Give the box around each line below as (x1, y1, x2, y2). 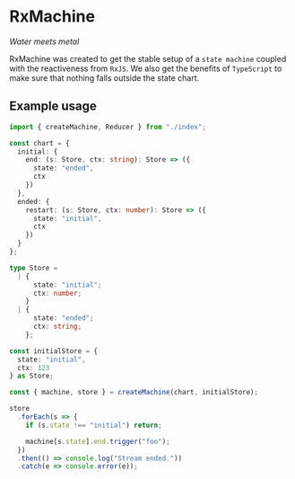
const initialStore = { (9, 346, 99, 356)
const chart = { (9, 138, 70, 147)
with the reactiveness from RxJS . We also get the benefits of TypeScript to (9, 63, 282, 74)
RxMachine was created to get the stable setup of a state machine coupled (9, 53, 287, 64)
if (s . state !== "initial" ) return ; (25, 421, 163, 430)
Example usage (9, 99, 97, 114)
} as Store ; (9, 371, 54, 381)
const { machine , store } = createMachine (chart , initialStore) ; (9, 388, 258, 397)
